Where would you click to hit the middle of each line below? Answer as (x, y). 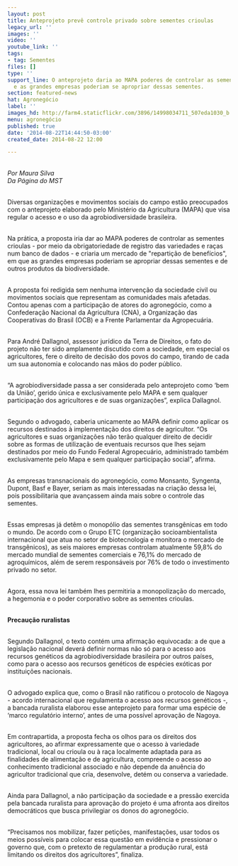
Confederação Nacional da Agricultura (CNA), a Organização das (102, 312)
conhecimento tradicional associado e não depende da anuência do (106, 767)
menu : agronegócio (34, 119)
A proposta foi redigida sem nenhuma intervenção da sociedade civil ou (112, 290)
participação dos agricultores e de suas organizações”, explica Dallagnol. (114, 400)
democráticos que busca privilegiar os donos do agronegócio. (98, 811)
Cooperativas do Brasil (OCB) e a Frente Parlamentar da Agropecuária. (110, 320)
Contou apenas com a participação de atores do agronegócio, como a (110, 305)
